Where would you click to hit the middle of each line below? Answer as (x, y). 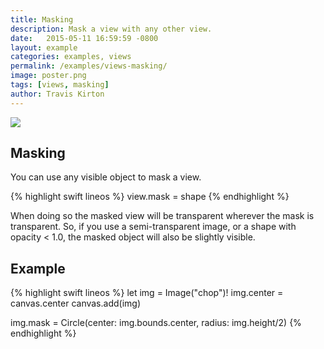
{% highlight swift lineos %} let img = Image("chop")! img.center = (147, 293)
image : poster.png (48, 76)
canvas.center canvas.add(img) (75, 303)
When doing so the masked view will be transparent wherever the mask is (162, 216)
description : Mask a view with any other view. (111, 29)
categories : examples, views (71, 57)
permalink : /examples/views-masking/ (89, 66)
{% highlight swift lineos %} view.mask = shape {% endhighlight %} (150, 197)
